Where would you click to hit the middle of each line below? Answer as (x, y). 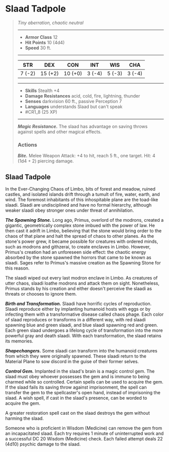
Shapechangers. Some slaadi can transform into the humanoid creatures (81, 351)
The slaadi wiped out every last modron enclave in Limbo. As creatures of (81, 278)
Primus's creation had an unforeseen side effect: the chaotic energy (76, 252)
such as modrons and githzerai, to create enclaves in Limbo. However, (78, 247)
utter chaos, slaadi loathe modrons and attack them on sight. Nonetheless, (82, 283)
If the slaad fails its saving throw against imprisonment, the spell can (76, 387)
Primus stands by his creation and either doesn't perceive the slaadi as (79, 289)
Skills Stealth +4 (42, 91)
